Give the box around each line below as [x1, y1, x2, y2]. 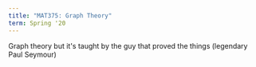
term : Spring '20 [8, 19, 66, 27]
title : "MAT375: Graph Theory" [8, 11, 112, 20]
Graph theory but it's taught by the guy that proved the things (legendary [8, 41, 248, 50]
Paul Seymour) [8, 49, 57, 59]
